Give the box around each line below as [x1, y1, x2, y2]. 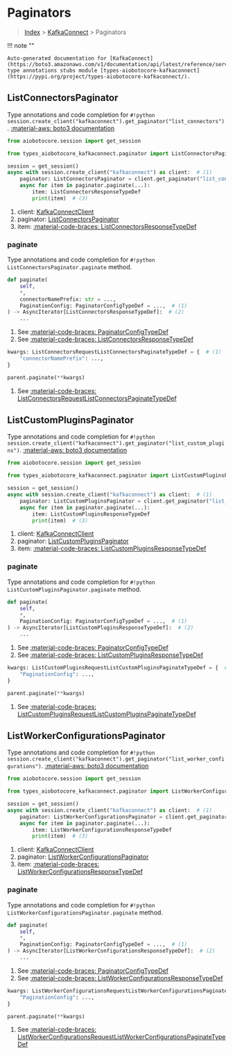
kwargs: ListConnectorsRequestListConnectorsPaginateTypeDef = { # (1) [7, 349, 222, 356]
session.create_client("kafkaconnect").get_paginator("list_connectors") [7, 118, 225, 125]
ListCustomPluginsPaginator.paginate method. [7, 585, 141, 593]
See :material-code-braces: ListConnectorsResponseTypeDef [17, 335, 194, 344]
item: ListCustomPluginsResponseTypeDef [32, 510, 150, 518]
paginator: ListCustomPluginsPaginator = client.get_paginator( [19, 498, 209, 505]
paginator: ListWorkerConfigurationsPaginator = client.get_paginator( [19, 813, 231, 820]
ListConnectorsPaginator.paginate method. [7, 263, 132, 271]
